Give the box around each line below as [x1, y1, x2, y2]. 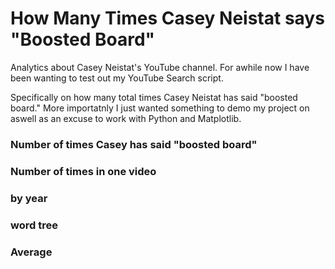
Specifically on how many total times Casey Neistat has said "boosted [10, 91, 298, 103]
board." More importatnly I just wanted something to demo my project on [10, 102, 310, 114]
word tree [10, 218, 58, 232]
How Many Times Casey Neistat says [10, 7, 325, 30]
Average [10, 245, 53, 259]
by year [10, 191, 48, 205]
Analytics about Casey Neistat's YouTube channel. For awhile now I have [10, 61, 310, 73]
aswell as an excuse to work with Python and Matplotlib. [10, 112, 242, 124]
